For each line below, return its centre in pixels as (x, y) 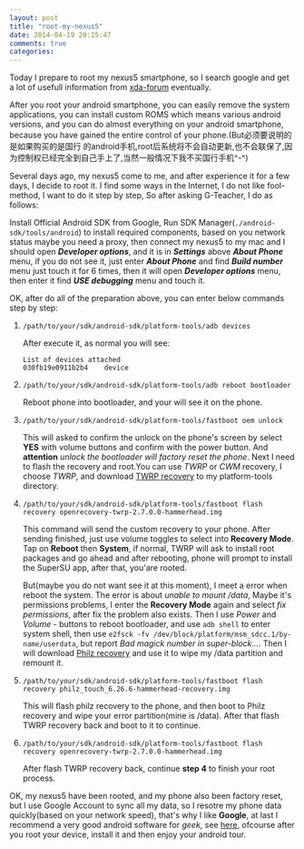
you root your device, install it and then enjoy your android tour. (128, 834)
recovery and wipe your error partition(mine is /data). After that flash (151, 716)
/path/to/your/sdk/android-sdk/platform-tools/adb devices (137, 327)
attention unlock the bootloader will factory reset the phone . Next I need (158, 457)
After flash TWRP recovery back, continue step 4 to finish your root (148, 769)
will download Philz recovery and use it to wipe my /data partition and (152, 653)
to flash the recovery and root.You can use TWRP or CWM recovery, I (152, 467)
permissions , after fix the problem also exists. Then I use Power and (149, 614)
